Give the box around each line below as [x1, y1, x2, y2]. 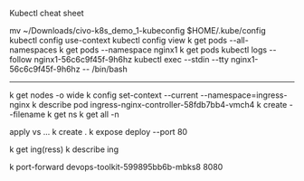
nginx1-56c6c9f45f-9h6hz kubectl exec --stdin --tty [33, 54, 229, 64]
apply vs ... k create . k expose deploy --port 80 [9, 127, 188, 137]
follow [9, 54, 33, 64]
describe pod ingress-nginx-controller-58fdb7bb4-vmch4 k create [38, 100, 288, 110]
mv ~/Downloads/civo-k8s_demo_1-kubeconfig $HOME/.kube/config [9, 25, 266, 35]
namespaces [9, 44, 58, 55]
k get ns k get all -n [47, 109, 119, 119]
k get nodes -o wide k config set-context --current [9, 90, 199, 100]
